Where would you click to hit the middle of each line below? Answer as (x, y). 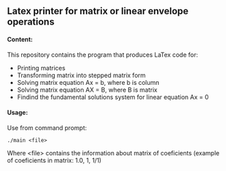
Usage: (18, 113)
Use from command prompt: (47, 128)
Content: (20, 39)
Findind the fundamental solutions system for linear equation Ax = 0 (113, 97)
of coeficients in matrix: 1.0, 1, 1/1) (54, 160)
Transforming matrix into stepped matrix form (81, 75)
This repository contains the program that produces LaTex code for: (103, 55)
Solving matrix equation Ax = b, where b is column (88, 82)
